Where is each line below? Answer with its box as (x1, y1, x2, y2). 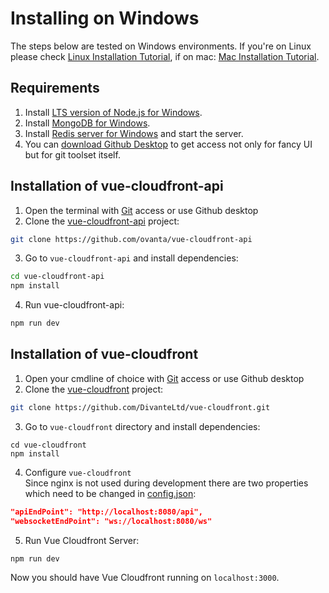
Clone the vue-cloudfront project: (24, 383, 164, 395)
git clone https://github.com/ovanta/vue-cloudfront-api (10, 234, 253, 244)
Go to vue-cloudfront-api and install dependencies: (24, 252, 239, 264)
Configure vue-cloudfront (24, 466, 132, 478)
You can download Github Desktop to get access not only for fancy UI (24, 138, 313, 150)
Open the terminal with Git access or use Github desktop (24, 204, 259, 216)
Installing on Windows (10, 7, 200, 30)
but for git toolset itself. (24, 148, 121, 161)
